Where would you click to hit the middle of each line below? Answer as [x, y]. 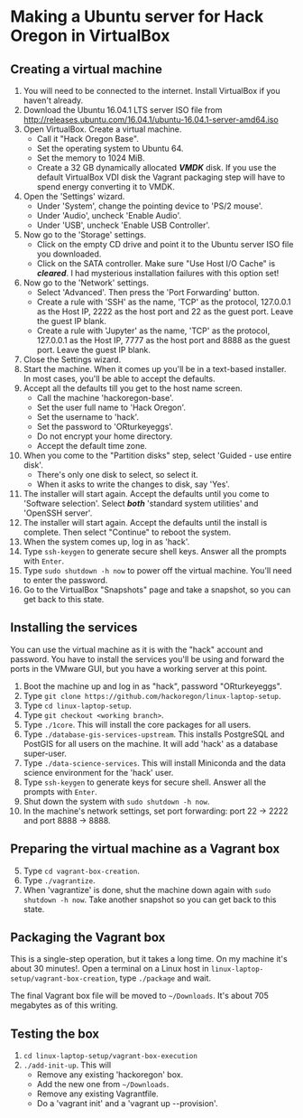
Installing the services [74, 628]
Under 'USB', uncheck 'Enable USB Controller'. [124, 225]
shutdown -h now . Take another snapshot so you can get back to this [150, 899]
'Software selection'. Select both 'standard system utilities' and [141, 503]
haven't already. [53, 100]
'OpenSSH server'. [58, 513]
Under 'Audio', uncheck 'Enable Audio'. [109, 215]
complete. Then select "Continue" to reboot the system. [127, 532]
